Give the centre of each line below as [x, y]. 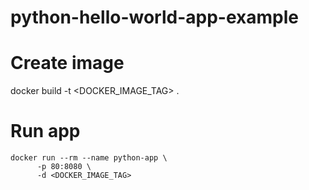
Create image [67, 63]
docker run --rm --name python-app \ [89, 158]
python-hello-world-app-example [154, 17]
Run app [45, 131]
